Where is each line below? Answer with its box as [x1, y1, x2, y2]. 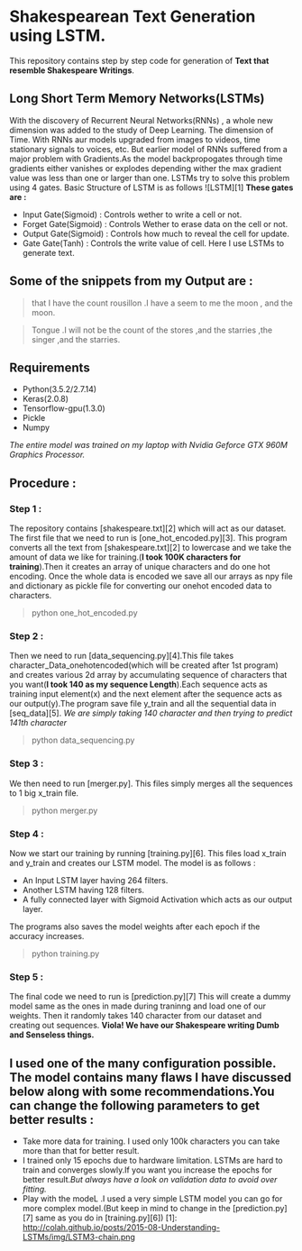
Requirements [9, 360, 90, 375]
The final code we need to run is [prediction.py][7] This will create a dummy [9, 991, 291, 1002]
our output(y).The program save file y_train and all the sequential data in [9, 699, 277, 709]
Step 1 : [9, 502, 42, 515]
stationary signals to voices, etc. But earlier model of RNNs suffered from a [9, 143, 288, 154]
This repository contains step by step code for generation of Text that [9, 55, 270, 66]
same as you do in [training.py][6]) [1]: [34, 1212, 178, 1223]
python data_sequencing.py [31, 735, 135, 745]
